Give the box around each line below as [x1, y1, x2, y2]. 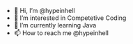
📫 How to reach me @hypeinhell [13, 29, 109, 37]
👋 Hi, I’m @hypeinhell [13, 7, 75, 14]
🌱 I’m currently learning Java [13, 21, 97, 29]
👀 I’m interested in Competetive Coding [13, 14, 127, 22]
